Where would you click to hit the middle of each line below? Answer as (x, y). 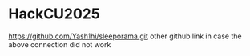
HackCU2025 (54, 14)
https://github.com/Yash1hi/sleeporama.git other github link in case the (125, 36)
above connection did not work (60, 44)
